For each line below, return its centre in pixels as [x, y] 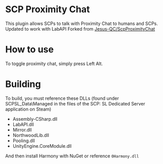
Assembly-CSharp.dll [35, 119]
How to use [30, 50]
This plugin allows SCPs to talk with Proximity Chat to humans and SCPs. [82, 23]
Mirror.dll [22, 130]
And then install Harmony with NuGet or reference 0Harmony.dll [72, 156]
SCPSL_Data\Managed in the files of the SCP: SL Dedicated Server [75, 103]
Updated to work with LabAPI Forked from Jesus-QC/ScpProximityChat [80, 29]
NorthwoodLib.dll [31, 135]
